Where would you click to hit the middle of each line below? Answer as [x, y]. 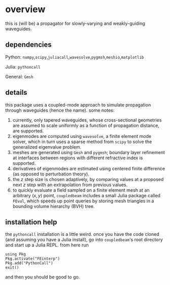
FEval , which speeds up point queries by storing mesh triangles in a [83, 201]
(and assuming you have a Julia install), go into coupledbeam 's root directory [84, 240]
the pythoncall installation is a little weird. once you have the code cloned [82, 234]
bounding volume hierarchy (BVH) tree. [54, 206]
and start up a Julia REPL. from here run [47, 245]
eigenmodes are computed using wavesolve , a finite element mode [82, 136]
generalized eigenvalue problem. [47, 147]
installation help [31, 222]
